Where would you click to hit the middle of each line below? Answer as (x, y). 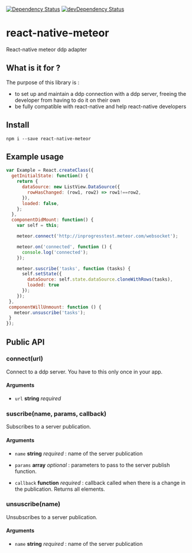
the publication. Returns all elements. (60, 489)
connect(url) (25, 359)
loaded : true (43, 285)
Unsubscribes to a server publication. (52, 517)
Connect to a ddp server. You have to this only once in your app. (84, 372)
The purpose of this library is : (43, 82)
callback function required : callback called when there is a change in (100, 483)
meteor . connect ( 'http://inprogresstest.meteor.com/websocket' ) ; (97, 236)
